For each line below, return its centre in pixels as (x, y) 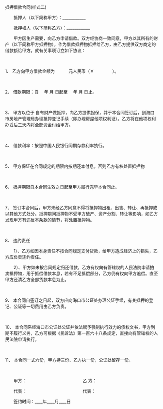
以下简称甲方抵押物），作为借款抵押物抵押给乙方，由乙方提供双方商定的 (85, 44)
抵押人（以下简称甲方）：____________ (49, 18)
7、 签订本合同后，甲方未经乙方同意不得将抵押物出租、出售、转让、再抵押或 (81, 208)
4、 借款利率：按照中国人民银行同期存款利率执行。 (56, 146)
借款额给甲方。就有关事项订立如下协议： (45, 50)
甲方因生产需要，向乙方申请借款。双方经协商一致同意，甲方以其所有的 (83, 38)
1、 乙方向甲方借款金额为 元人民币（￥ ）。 (62, 71)
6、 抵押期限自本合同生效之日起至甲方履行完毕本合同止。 (62, 187)
